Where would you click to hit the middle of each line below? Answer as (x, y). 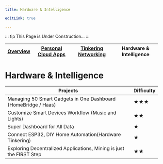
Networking (92, 54)
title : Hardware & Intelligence (38, 9)
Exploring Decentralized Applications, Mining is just (66, 149)
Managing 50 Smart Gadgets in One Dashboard (62, 99)
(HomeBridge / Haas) (32, 105)
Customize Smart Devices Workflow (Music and (62, 113)
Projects (68, 91)
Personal (51, 48)
